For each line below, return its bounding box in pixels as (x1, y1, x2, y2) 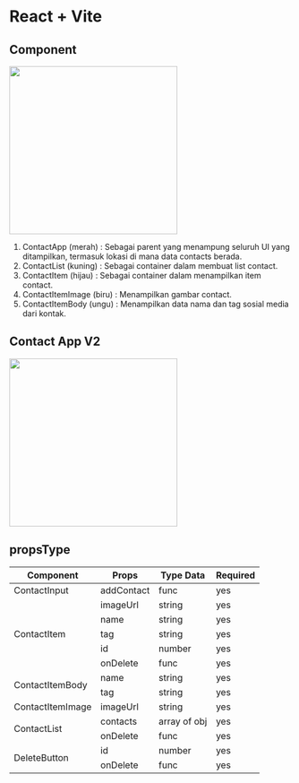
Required (216, 569, 256, 581)
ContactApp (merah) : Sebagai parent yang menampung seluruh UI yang (21, 242, 291, 252)
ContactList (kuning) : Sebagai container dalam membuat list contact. (21, 261, 278, 271)
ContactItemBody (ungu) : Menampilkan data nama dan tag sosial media (21, 298, 289, 309)
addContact (99, 584, 150, 597)
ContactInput (13, 584, 69, 597)
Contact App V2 (9, 334, 101, 349)
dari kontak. (21, 308, 67, 319)
